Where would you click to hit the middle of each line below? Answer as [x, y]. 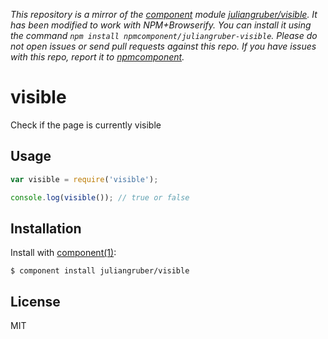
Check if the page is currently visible [86, 125]
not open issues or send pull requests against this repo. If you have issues [163, 46]
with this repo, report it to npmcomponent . [97, 57]
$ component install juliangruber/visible [100, 271]
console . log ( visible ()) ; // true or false [100, 197]
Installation [46, 228]
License [35, 301]
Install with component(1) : [63, 253]
